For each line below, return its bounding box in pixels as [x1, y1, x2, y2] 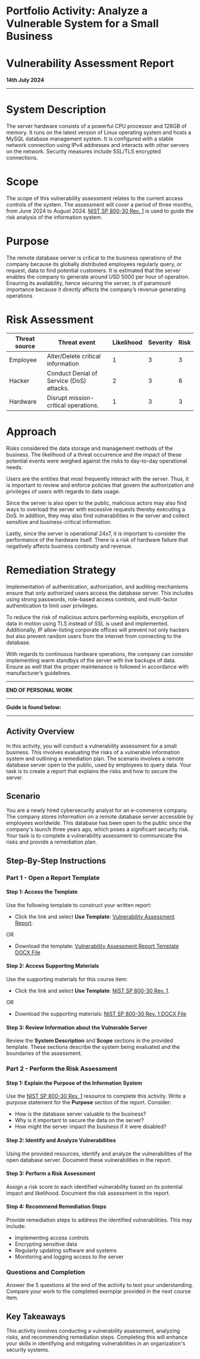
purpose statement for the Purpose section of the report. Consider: [6, 1099, 171, 1106]
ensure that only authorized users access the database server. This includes [6, 589, 193, 596]
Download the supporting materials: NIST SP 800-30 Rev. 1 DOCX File [14, 1010, 186, 1017]
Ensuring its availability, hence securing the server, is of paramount [6, 279, 171, 286]
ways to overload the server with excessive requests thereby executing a [6, 505, 186, 513]
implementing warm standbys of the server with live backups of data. [6, 657, 177, 664]
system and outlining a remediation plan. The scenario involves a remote [6, 755, 184, 762]
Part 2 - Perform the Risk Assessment [6, 1064, 118, 1073]
